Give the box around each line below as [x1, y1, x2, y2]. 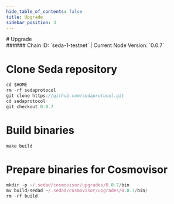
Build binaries [6, 123, 74, 137]
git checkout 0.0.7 [6, 103, 54, 109]
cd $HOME [6, 82, 28, 88]
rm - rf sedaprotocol [6, 88, 57, 93]
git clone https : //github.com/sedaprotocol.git [6, 93, 125, 99]
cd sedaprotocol [6, 98, 46, 104]
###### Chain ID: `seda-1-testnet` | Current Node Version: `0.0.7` [6, 42, 165, 49]
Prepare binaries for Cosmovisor [6, 163, 168, 176]
